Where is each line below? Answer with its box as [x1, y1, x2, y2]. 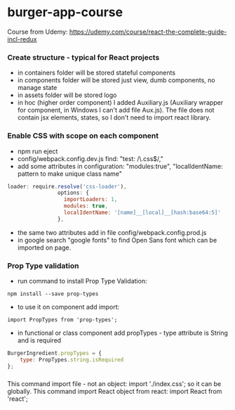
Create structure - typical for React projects [7, 52, 160, 62]
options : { [57, 189, 90, 197]
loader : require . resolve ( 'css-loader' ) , [7, 183, 128, 190]
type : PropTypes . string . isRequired [20, 356, 124, 363]
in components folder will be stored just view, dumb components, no [17, 76, 215, 84]
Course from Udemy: [7, 27, 68, 36]
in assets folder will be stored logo [17, 91, 117, 99]
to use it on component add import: [17, 303, 120, 312]
